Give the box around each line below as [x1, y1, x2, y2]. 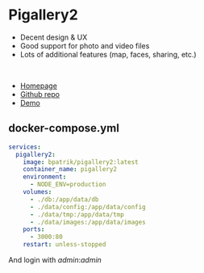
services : [8, 143, 42, 151]
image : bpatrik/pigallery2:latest [23, 157, 139, 166]
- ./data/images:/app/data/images [29, 218, 147, 226]
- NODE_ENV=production [29, 180, 106, 189]
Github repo [19, 89, 60, 99]
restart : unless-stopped [23, 241, 106, 249]
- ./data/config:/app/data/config [29, 203, 147, 211]
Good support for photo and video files [19, 40, 150, 50]
